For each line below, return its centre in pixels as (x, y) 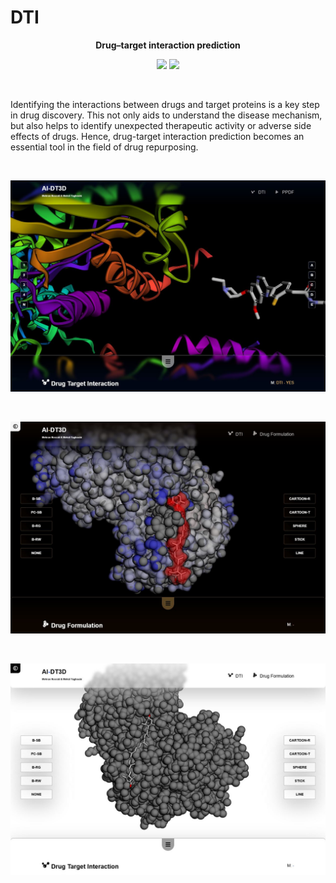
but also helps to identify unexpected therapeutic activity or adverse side (161, 125)
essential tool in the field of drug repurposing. (104, 147)
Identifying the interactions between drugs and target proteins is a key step (165, 104)
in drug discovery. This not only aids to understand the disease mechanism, (166, 115)
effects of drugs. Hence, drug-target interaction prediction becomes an (157, 136)
